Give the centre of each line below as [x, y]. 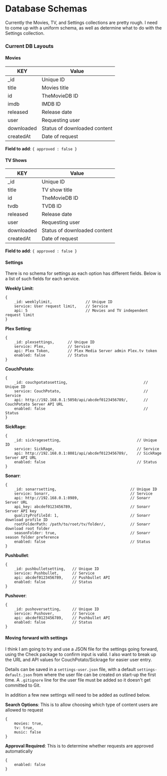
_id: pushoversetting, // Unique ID [57, 609]
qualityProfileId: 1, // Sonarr [82, 516]
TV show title [57, 190]
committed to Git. [23, 685]
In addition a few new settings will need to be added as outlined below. [78, 695]
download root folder [28, 529]
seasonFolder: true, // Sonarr [82, 533]
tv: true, [24, 728]
